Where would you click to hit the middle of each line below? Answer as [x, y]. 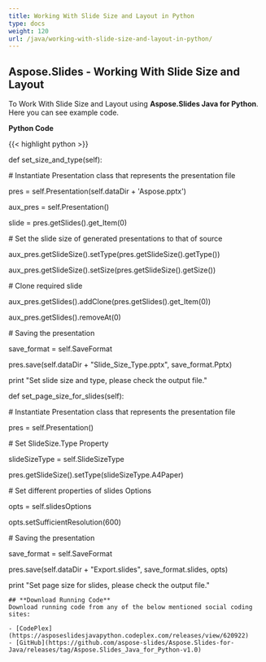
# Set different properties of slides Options [80, 491]
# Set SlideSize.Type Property [59, 443]
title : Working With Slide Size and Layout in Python [102, 16]
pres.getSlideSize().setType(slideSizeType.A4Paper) [96, 475]
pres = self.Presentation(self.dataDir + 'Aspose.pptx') [98, 191]
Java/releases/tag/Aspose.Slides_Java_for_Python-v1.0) [105, 650]
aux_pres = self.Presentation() [59, 207]
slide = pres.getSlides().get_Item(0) [68, 223]
